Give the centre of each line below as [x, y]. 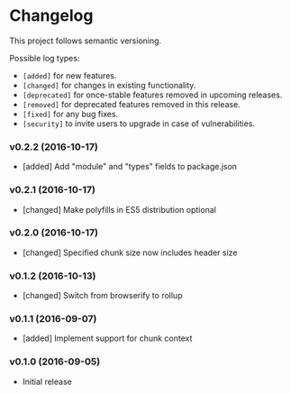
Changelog [51, 16]
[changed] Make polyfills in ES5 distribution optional [119, 209]
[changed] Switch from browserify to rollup [102, 296]
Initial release [47, 381]
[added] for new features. [69, 75]
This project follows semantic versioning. [86, 41]
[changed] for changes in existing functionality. [109, 85]
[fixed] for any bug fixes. [70, 114]
